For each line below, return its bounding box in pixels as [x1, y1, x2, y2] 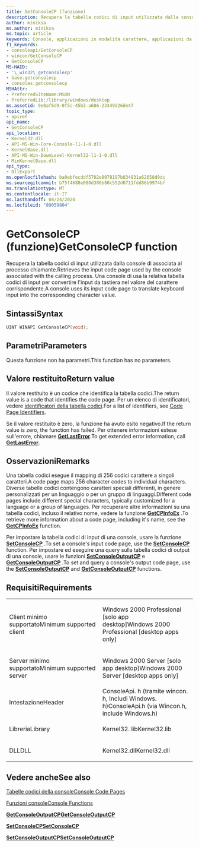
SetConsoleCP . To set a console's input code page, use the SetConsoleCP [6, 540, 190, 547]
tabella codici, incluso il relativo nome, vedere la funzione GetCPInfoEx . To [6, 510, 188, 517]
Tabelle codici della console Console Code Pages [6, 788, 126, 795]
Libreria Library [9, 725, 50, 734]
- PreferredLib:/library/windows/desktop [6, 97, 110, 103]
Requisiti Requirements [6, 583, 92, 593]
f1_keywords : [6, 42, 38, 48]
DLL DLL [9, 747, 31, 755]
